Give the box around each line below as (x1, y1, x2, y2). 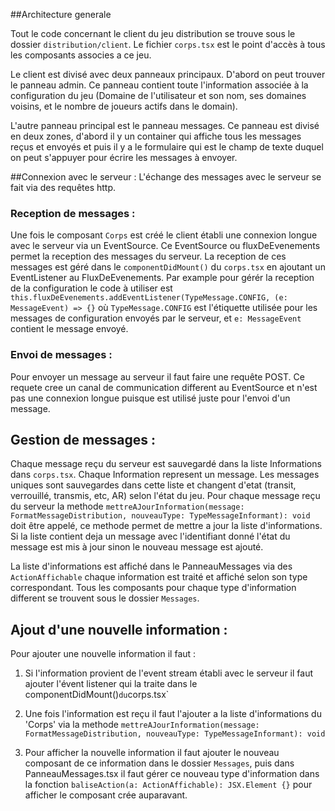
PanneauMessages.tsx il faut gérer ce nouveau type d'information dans (24, 768, 320, 780)
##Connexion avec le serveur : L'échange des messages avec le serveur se (10, 171, 322, 183)
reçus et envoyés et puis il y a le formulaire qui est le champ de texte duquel (10, 141, 324, 153)
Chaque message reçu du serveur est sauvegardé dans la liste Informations (10, 458, 322, 470)
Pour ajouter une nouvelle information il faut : (10, 648, 197, 660)
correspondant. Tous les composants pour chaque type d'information (10, 582, 297, 594)
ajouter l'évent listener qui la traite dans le (24, 678, 198, 690)
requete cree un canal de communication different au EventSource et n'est (10, 381, 318, 393)
